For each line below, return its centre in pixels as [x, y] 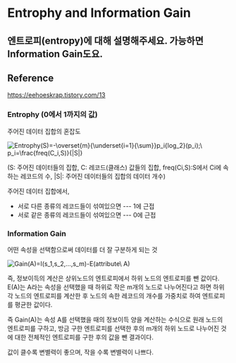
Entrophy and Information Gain [99, 13]
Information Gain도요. [55, 54]
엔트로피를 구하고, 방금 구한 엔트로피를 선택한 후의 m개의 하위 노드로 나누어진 [113, 328]
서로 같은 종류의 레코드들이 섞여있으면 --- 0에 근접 [87, 215]
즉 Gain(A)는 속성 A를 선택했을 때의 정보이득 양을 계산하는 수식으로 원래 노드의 [115, 319]
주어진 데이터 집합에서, [38, 191]
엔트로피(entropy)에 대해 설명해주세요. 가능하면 [106, 40]
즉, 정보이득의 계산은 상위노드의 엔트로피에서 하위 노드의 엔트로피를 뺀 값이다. [113, 278]
